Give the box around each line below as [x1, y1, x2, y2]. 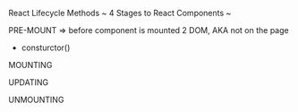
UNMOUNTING [8, 94, 64, 105]
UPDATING [8, 77, 49, 88]
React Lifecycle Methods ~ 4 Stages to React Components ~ [8, 8, 232, 18]
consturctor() [21, 42, 71, 53]
